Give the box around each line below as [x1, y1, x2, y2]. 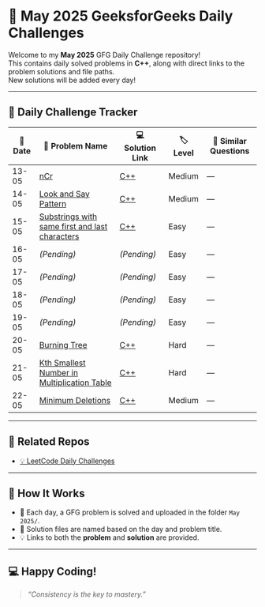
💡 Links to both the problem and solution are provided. [19, 533, 200, 542]
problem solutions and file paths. [8, 66, 115, 76]
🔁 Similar [212, 136, 247, 147]
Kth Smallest [39, 357, 86, 368]
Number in [39, 367, 79, 378]
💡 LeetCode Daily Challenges [19, 456, 115, 466]
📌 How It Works [8, 486, 85, 500]
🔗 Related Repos [8, 435, 90, 449]
